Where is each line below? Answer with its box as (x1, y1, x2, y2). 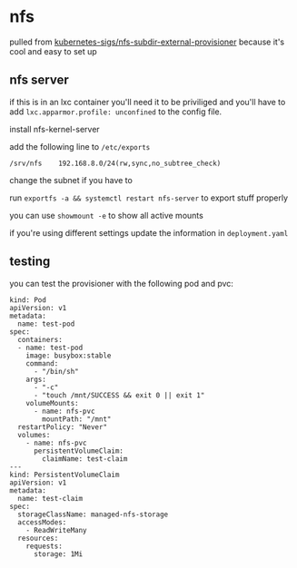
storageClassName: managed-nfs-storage (17, 510, 169, 519)
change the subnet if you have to (9, 174, 134, 185)
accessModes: (17, 517, 67, 527)
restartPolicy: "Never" (17, 422, 107, 432)
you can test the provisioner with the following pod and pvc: (9, 278, 234, 289)
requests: (25, 542, 64, 551)
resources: (17, 534, 59, 543)
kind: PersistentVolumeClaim (9, 470, 120, 479)
